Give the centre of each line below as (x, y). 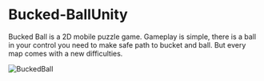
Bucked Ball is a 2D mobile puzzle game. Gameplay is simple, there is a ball (132, 37)
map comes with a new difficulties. (66, 53)
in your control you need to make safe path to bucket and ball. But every (127, 44)
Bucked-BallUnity (68, 15)
